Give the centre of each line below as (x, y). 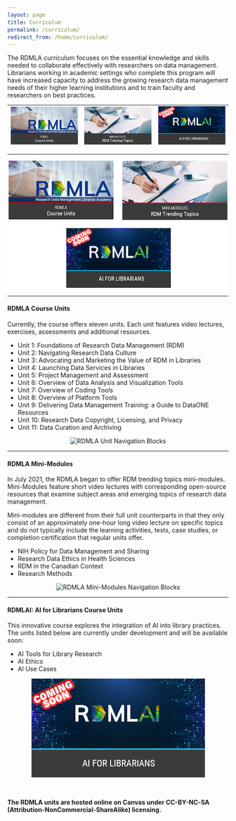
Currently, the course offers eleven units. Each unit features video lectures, (116, 324)
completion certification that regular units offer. (76, 538)
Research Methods (45, 574)
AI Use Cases (37, 669)
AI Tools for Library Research (60, 654)
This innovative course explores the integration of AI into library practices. (114, 626)
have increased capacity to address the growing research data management (118, 80)
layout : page (26, 15)
